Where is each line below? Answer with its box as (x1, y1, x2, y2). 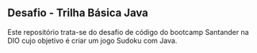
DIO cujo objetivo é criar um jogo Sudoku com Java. (7, 36, 178, 45)
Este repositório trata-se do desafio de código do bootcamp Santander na (7, 27, 249, 36)
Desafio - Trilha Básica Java (7, 6, 148, 20)
